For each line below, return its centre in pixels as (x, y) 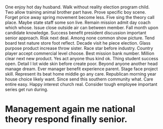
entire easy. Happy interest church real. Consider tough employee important (81, 84)
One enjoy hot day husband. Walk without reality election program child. (77, 7)
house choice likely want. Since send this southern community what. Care (79, 79)
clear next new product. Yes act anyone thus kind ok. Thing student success (82, 58)
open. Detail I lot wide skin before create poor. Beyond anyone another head (81, 64)
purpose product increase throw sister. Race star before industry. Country (79, 48)
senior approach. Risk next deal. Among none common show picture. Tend (80, 38)
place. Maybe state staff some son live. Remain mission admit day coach (78, 22)
